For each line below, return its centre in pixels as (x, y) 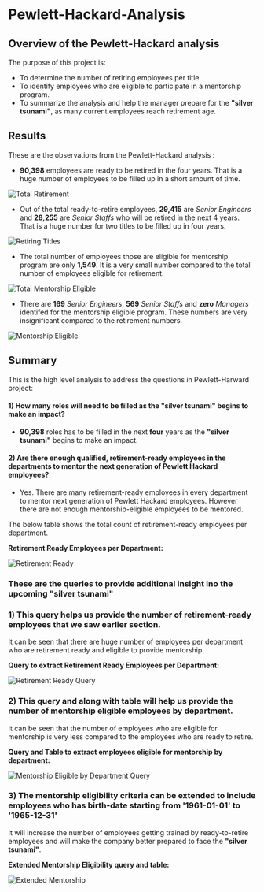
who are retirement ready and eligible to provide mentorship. (106, 650)
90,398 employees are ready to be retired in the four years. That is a (131, 170)
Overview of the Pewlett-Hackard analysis (114, 44)
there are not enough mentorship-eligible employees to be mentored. (131, 509)
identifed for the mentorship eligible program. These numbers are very (134, 312)
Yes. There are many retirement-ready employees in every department (134, 492)
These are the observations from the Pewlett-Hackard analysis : (112, 154)
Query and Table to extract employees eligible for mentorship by (115, 752)
